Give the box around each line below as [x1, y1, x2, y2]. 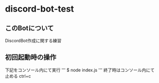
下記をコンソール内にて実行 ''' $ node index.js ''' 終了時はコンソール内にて [5, 67, 155, 73]
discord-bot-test [5, 3, 74, 15]
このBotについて [5, 24, 54, 32]
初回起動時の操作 [5, 53, 56, 62]
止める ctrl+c [5, 73, 31, 79]
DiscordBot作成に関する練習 [5, 38, 62, 43]
